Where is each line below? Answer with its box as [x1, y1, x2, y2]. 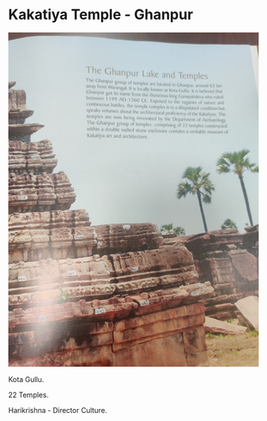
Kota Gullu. [8, 374, 44, 384]
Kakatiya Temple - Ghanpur [8, 6, 193, 24]
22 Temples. [8, 390, 49, 400]
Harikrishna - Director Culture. [8, 405, 107, 415]
